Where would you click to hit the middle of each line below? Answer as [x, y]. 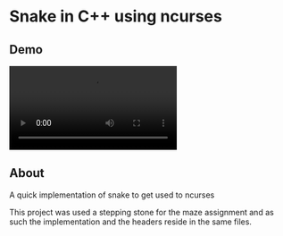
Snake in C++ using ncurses [116, 17]
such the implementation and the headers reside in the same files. [131, 222]
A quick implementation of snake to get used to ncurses [112, 195]
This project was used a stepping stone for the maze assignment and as [141, 212]
